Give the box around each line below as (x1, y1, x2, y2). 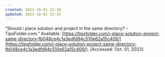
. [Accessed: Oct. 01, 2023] (87, 46, 144, 52)
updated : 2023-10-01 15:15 (5, 12, 61, 17)
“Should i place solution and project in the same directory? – (5, 25, 128, 31)
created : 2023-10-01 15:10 (5, 7, 61, 12)
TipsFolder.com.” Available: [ (5, 30, 64, 36)
